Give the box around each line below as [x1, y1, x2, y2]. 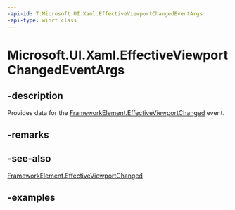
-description [7, 90, 63, 102]
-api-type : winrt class [7, 17, 77, 24]
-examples [7, 192, 56, 204]
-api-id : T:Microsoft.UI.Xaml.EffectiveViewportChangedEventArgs [7, 10, 203, 18]
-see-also [7, 152, 51, 165]
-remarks [7, 129, 49, 140]
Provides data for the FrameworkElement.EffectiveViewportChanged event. [7, 108, 225, 117]
